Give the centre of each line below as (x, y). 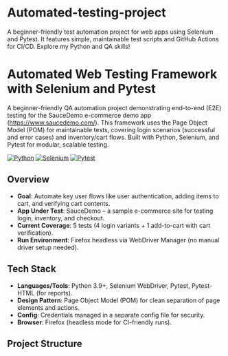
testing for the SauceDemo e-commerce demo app (79, 115)
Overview (28, 179)
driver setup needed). (48, 247)
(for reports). (54, 293)
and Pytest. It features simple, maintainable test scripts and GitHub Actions (113, 39)
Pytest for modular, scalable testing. (58, 144)
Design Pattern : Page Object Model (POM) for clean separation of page (118, 300)
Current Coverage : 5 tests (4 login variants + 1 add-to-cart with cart (114, 225)
